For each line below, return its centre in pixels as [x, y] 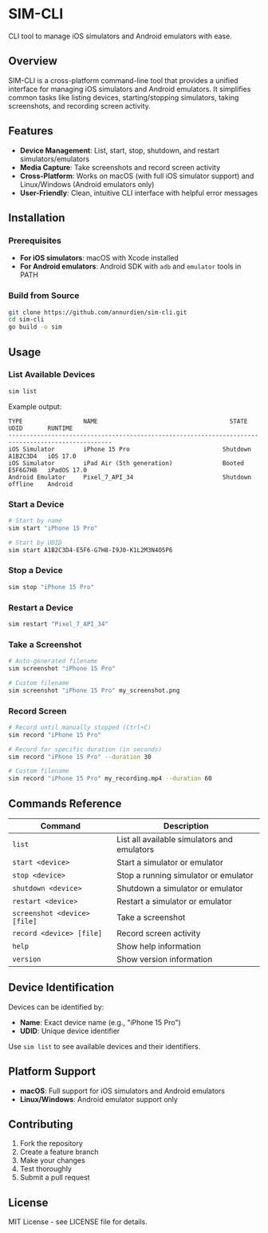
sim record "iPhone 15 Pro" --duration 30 [80, 757]
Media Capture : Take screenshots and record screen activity [120, 167]
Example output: [35, 406]
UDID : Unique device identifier [70, 1031]
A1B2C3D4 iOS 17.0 [43, 456]
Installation [37, 218]
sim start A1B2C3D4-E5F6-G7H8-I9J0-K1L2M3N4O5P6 [91, 550]
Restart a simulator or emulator [175, 901]
